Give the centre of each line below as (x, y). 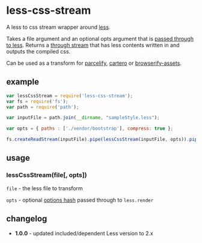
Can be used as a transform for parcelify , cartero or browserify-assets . (94, 63)
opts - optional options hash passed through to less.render (80, 200)
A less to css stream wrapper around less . (58, 27)
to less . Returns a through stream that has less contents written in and (93, 45)
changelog (27, 219)
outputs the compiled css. (38, 51)
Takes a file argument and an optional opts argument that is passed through (100, 38)
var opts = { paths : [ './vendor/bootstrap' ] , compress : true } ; (90, 129)
